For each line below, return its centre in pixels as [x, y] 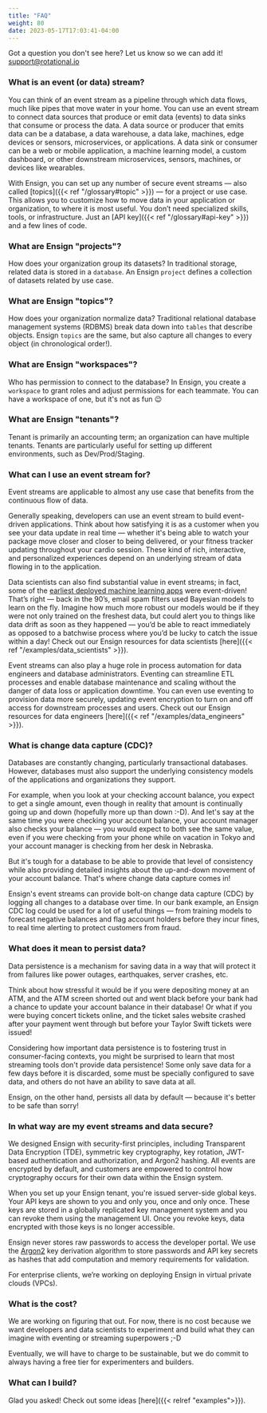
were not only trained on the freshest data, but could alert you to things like [132, 616]
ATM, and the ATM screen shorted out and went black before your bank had [133, 998]
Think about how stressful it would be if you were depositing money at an [129, 989]
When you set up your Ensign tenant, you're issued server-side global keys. [132, 1193]
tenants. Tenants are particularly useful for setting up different [110, 445]
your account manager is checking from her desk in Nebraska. [111, 846]
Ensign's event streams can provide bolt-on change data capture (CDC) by [131, 894]
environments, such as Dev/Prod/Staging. [77, 454]
